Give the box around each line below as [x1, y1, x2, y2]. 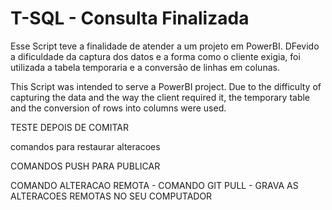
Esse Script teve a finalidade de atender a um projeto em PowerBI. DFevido [10, 40, 320, 52]
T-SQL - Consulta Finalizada [10, 7, 250, 30]
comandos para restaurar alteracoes [10, 140, 161, 152]
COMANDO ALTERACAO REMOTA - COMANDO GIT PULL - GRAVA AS [10, 179, 299, 191]
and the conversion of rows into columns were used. [10, 102, 227, 114]
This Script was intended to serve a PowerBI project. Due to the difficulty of [10, 80, 322, 92]
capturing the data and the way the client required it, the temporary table [10, 91, 311, 103]
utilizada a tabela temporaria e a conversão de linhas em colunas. [10, 61, 280, 73]
